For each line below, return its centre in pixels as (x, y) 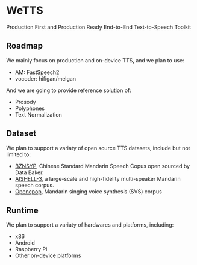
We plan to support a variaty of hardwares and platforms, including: (90, 225)
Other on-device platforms (48, 255)
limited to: (19, 154)
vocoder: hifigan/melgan (45, 78)
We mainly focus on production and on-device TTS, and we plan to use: (95, 60)
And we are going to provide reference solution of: (69, 90)
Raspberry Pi (31, 249)
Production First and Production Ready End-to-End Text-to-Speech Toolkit (99, 27)
